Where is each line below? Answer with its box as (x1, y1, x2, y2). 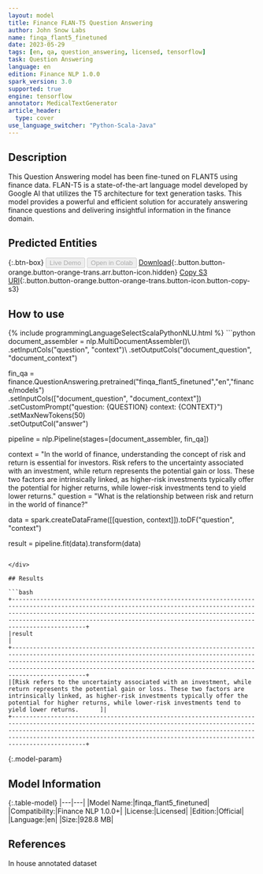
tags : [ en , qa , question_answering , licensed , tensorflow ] (8, 48, 206, 56)
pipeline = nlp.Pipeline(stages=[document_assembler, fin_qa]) (8, 435, 209, 444)
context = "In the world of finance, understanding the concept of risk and (8, 450, 246, 459)
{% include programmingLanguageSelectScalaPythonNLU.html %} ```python (8, 328, 256, 338)
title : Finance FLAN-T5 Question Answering (8, 19, 154, 27)
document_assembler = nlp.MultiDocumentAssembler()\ (8, 337, 191, 346)
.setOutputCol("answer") (8, 419, 89, 428)
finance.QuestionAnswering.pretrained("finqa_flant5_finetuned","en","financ (8, 377, 254, 387)
